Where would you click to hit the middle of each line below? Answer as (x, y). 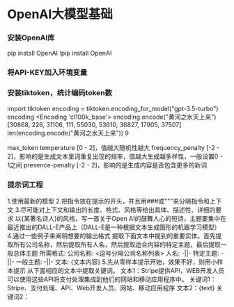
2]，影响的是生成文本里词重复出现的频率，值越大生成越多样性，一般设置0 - (115, 156)
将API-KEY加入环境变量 (47, 72)
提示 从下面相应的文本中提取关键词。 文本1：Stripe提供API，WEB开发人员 (119, 271)
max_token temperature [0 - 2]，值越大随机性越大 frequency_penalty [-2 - (114, 147)
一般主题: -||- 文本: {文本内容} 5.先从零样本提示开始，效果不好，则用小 (116, 262)
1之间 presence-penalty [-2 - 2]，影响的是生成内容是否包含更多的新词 (107, 165)
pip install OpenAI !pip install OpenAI (60, 53)
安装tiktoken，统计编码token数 (60, 93)
